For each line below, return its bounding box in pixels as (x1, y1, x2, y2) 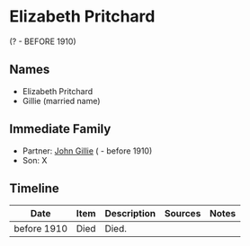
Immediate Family (9, 121, 112, 136)
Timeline (9, 180, 60, 196)
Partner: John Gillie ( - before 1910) (22, 145, 153, 156)
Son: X (22, 154, 48, 165)
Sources (165, 207, 201, 220)
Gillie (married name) (22, 95, 101, 106)
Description (104, 207, 156, 220)
